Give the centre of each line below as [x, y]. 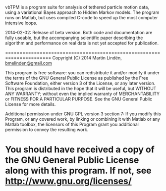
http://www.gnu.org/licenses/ [69, 181]
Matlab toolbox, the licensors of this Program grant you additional [72, 124]
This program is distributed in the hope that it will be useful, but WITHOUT [81, 88]
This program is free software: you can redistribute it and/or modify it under [82, 73]
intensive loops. [21, 23]
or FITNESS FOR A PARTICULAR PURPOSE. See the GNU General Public [79, 99]
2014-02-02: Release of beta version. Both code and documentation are [79, 32]
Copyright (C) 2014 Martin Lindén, [87, 58]
